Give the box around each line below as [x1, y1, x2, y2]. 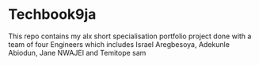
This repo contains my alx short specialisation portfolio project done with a [8, 31, 252, 41]
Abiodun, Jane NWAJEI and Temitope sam [8, 48, 147, 57]
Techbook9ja [8, 5, 97, 23]
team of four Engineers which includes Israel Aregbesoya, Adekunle [8, 39, 230, 49]
